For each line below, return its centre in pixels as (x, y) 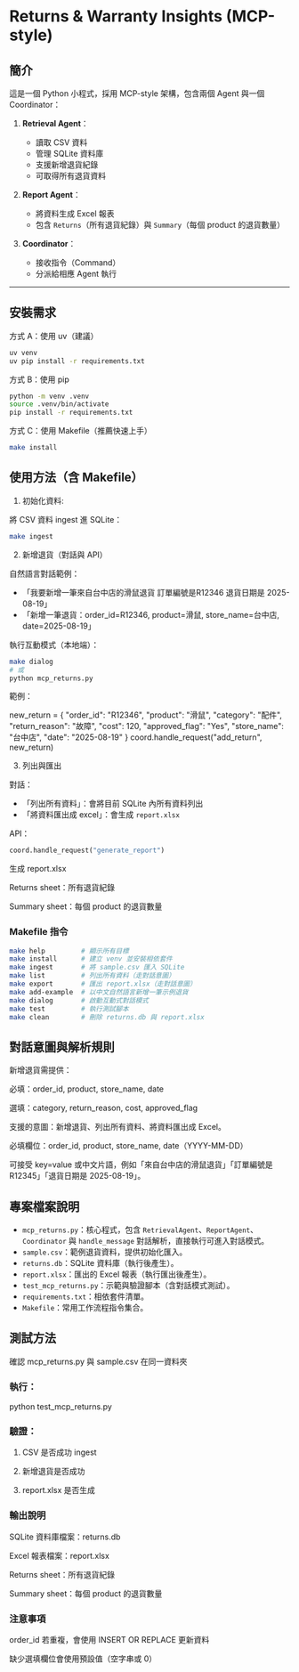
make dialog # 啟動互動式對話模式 (79, 1000)
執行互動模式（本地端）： (54, 645)
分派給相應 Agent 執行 (76, 274)
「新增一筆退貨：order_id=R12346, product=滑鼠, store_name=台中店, (151, 614)
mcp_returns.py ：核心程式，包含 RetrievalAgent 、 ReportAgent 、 (140, 1230)
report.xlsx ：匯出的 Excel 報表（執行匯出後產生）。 (117, 1274)
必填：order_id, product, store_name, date (87, 1089)
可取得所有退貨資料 (71, 176)
